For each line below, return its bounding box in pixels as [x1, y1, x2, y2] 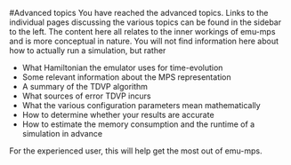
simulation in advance [21, 129, 103, 138]
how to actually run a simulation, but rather [9, 45, 166, 56]
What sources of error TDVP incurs [21, 90, 151, 101]
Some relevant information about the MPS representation [21, 72, 231, 82]
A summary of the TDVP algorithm [21, 82, 149, 91]
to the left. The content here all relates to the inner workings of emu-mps [9, 27, 276, 36]
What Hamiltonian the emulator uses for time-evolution [21, 62, 223, 73]
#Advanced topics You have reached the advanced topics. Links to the [9, 8, 269, 18]
